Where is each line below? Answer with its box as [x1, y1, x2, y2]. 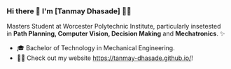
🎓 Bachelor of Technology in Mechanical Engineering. [16, 44, 176, 52]
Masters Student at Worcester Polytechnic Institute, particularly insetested [6, 22, 221, 31]
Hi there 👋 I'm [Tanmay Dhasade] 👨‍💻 [6, 6, 132, 16]
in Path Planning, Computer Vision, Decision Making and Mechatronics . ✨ [6, 29, 225, 38]
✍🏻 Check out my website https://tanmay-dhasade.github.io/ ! [16, 54, 194, 62]
